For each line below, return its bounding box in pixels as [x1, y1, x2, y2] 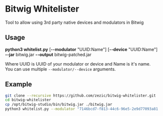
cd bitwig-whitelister [5, 98, 51, 102]
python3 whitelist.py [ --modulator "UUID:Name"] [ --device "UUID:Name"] [5, 46, 158, 52]
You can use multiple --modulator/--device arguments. [5, 66, 116, 72]
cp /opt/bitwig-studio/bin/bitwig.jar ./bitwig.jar [5, 102, 112, 107]
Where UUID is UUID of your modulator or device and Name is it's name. [5, 61, 151, 66]
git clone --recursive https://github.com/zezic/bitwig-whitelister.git [5, 93, 156, 98]
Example [5, 80, 32, 88]
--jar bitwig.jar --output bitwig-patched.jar [5, 51, 92, 57]
